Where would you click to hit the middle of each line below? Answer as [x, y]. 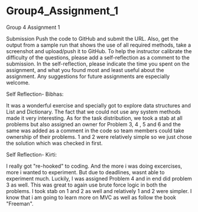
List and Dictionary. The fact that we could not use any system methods [94, 112]
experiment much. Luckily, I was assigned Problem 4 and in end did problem [99, 178]
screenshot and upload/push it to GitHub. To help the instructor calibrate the [99, 51]
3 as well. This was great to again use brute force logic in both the [87, 185]
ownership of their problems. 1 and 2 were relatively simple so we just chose [99, 136]
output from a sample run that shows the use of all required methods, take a [98, 45]
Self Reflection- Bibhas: [35, 94]
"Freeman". [20, 203]
